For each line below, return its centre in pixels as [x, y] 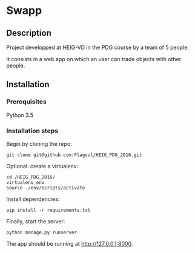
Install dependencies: [33, 199]
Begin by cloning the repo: [39, 143]
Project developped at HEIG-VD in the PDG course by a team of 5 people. [98, 47]
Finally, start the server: [36, 221]
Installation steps [32, 131]
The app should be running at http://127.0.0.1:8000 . [70, 243]
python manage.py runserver [42, 232]
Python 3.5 [20, 115]
